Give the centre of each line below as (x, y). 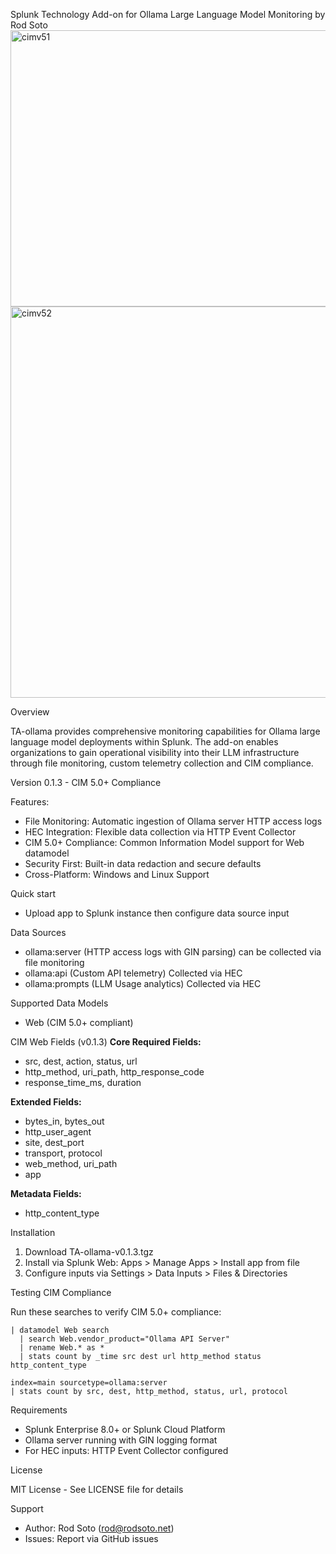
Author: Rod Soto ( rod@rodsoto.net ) (99, 1528)
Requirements (39, 1410)
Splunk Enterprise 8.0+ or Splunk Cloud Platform (125, 1429)
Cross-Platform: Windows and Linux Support (117, 874)
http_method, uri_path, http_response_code (114, 1072)
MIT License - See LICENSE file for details (97, 1489)
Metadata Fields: (46, 1193)
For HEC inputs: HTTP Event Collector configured (126, 1450)
